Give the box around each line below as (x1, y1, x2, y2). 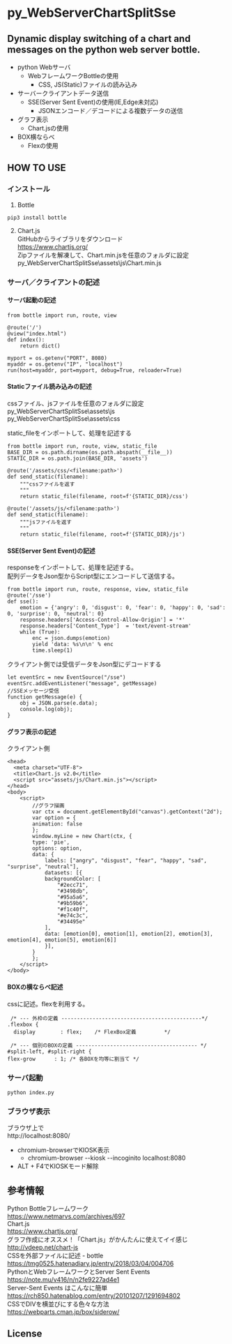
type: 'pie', (32, 839, 70, 846)
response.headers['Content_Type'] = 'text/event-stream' (20, 622, 192, 629)
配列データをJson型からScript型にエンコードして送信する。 (7, 572, 179, 581)
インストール (7, 184, 50, 194)
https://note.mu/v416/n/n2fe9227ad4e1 (7, 1276, 120, 1284)
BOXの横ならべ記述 (7, 983, 63, 992)
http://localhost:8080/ (7, 1132, 71, 1140)
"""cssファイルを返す (20, 481, 75, 488)
